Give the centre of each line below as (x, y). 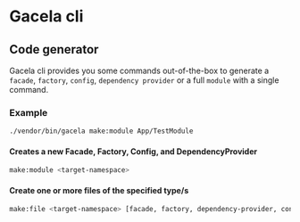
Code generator (54, 49)
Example (29, 112)
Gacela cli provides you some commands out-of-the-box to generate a (139, 70)
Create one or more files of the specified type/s (99, 190)
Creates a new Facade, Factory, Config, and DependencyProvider (133, 151)
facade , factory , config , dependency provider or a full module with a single (144, 80)
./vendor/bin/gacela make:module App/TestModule (101, 131)
